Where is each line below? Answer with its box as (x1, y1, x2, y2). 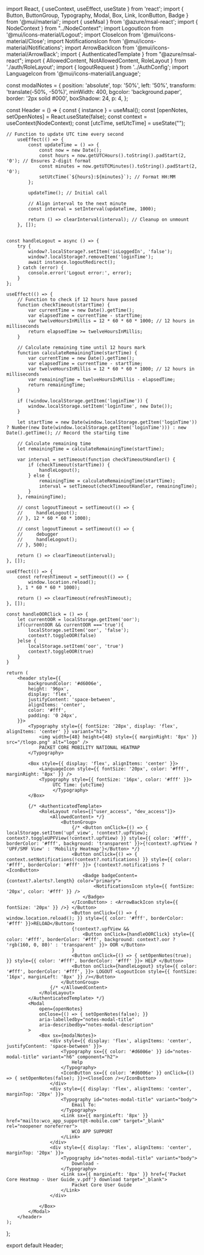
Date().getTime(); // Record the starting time (6, 430, 130, 436)
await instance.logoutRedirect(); (28, 259, 116, 265)
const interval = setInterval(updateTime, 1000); (28, 206, 157, 212)
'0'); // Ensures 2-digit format (6, 158, 91, 164)
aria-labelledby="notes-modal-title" (38, 1017, 135, 1023)
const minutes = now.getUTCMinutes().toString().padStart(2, (38, 163, 198, 169)
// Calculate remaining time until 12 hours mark (17, 344, 146, 350)
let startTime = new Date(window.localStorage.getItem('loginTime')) (17, 419, 198, 425)
